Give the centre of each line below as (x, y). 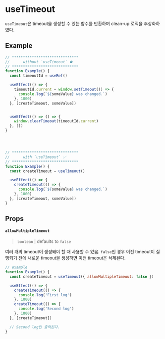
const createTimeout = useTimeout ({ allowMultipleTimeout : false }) (82, 277)
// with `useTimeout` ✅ (36, 157)
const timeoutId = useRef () (39, 76)
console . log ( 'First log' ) (45, 295)
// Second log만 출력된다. (35, 327)
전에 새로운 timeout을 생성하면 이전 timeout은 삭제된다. (72, 258)
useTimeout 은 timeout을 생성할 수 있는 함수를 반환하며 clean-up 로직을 (74, 23)
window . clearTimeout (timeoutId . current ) (56, 121)
